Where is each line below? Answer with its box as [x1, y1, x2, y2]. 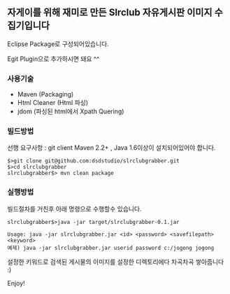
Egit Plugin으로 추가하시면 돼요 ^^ [7, 55, 100, 63]
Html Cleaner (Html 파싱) [17, 99, 89, 107]
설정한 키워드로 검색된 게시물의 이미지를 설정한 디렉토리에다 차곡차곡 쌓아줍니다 [7, 258, 224, 266]
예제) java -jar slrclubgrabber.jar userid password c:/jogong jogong [7, 244, 215, 251]
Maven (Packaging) [17, 90, 74, 99]
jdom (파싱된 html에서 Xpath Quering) [17, 107, 124, 115]
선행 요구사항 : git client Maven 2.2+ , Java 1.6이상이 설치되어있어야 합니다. [7, 143, 216, 152]
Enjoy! [7, 279, 26, 287]
